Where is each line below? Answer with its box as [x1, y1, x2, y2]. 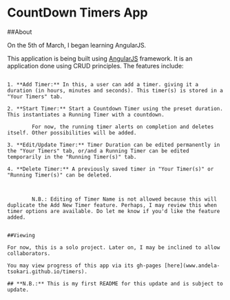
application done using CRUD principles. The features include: [7, 61, 184, 70]
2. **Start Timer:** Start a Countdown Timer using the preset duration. [7, 105, 224, 112]
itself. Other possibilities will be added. [7, 129, 137, 136]
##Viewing [7, 232, 36, 239]
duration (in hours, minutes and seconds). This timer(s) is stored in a [7, 87, 224, 94]
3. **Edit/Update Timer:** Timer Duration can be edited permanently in [7, 141, 220, 148]
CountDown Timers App [7, 5, 148, 21]
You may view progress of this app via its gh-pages [7, 262, 162, 269]
